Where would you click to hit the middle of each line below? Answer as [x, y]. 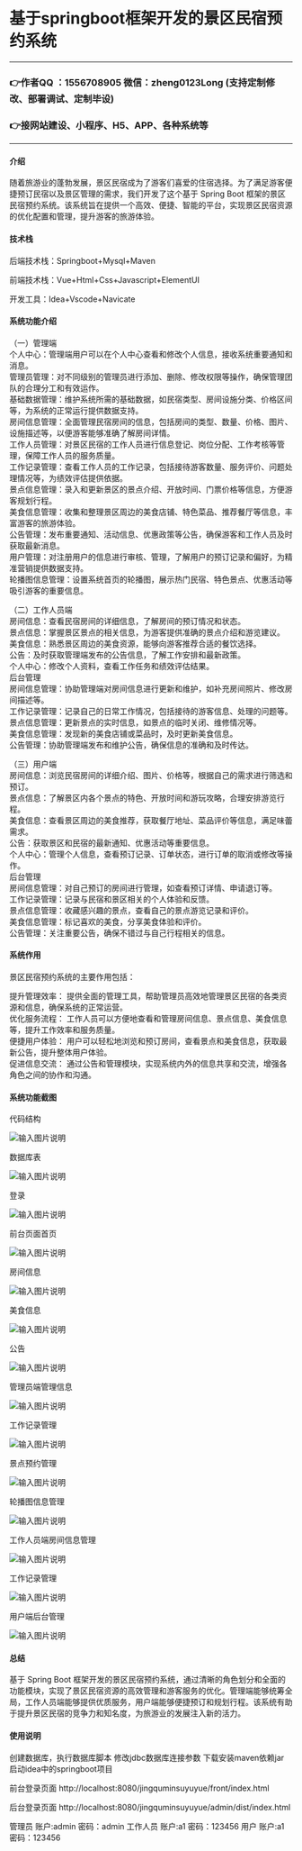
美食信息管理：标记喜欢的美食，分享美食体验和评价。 [108, 921]
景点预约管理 [33, 1464]
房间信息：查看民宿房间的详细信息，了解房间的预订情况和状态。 [127, 621]
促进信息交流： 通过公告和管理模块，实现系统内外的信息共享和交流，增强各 [148, 1063]
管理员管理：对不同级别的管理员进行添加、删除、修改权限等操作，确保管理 [147, 377]
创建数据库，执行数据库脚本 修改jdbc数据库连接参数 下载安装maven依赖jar [147, 1757]
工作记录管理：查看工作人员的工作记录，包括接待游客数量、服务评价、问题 [147, 467]
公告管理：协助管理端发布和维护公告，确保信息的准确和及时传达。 [131, 745]
